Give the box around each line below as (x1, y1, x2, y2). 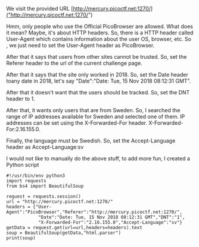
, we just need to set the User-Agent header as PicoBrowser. (6, 42, 155, 49)
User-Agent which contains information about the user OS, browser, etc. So (6, 36, 192, 42)
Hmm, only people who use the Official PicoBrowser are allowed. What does (6, 23, 194, 30)
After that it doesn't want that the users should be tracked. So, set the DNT (6, 89, 190, 96)
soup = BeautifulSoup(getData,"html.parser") (6, 230, 121, 236)
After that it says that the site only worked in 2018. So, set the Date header (6, 71, 189, 78)
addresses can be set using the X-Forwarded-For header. (6, 119, 148, 126)
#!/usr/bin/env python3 (6, 173, 66, 179)
